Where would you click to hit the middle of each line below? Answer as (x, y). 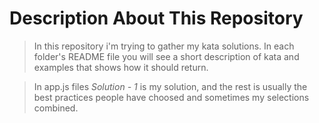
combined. (56, 108)
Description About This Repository (156, 18)
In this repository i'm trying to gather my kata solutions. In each (164, 46)
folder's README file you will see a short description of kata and (166, 56)
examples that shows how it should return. (121, 67)
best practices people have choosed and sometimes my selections (171, 97)
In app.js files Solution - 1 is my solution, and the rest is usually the (170, 86)
